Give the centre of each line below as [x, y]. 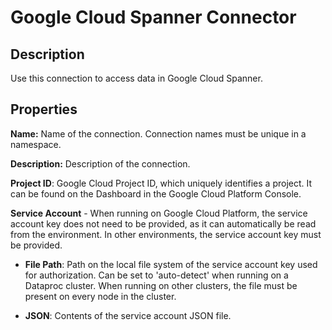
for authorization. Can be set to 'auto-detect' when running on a [156, 275]
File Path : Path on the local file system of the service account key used [171, 264]
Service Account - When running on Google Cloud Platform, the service [159, 213]
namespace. [36, 144]
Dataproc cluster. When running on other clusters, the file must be [161, 285]
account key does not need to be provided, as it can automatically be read [163, 223]
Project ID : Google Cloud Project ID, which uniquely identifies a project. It [161, 183]
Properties [44, 109]
